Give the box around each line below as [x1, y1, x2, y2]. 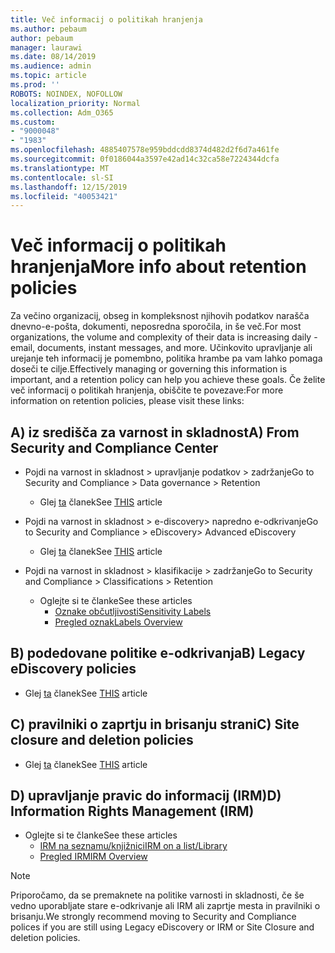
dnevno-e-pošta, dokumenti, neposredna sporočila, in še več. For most [10, 321, 302, 333]
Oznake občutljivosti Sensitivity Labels [54, 606, 212, 617]
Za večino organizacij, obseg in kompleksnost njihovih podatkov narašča [10, 310, 310, 322]
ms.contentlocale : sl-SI [10, 172, 114, 183]
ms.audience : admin [10, 61, 92, 71]
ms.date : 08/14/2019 [10, 52, 97, 62]
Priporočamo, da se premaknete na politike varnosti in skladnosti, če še [10, 889, 305, 901]
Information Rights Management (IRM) [10, 803, 255, 820]
